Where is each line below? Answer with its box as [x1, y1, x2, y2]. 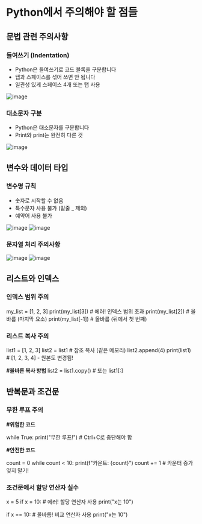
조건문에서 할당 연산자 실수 [6, 483, 79, 491]
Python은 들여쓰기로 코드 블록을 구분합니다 [14, 66, 117, 73]
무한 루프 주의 [6, 406, 44, 414]
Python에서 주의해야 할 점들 [6, 5, 138, 19]
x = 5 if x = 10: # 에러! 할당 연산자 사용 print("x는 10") [6, 498, 133, 505]
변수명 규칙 [6, 182, 37, 191]
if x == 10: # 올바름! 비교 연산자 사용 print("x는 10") [6, 511, 128, 519]
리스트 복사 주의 [6, 332, 49, 340]
